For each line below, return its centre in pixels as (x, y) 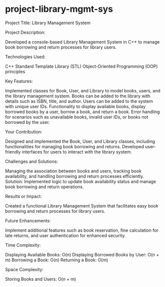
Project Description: (25, 32)
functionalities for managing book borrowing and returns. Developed (75, 146)
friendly (13, 152)
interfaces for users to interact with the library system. (77, 152)
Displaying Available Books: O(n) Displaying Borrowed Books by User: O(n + (82, 254)
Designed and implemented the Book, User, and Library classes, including (80, 141)
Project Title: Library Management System (48, 23)
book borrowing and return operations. (44, 187)
